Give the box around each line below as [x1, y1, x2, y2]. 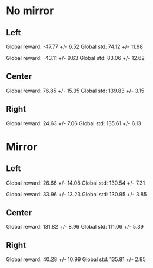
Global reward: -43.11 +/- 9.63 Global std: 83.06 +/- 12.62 [6, 55, 145, 61]
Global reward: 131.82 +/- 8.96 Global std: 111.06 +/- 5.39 [6, 223, 144, 230]
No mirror [6, 4, 54, 18]
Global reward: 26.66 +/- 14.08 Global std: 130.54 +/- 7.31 [6, 179, 145, 186]
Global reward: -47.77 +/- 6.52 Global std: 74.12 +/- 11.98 [6, 43, 143, 50]
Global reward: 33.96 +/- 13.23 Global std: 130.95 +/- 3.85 [6, 190, 147, 197]
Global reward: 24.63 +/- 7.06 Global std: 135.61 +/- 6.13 [6, 119, 141, 127]
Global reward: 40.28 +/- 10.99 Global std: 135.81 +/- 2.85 [6, 256, 146, 263]
